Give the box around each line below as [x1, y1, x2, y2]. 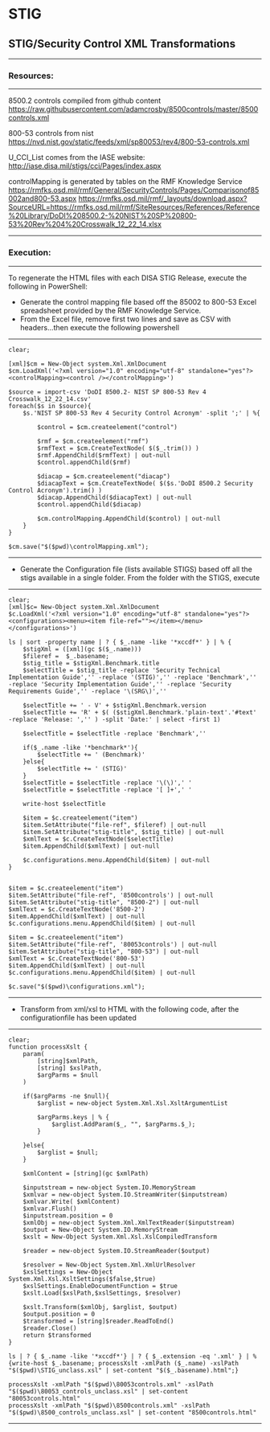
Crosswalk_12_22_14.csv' [8, 395, 92, 403]
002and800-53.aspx [8, 194, 77, 203]
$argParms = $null [37, 1070, 99, 1079]
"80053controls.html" [8, 1394, 81, 1402]
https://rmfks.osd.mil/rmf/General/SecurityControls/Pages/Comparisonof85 [8, 186, 260, 195]
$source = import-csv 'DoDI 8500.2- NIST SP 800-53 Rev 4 [8, 387, 207, 396]
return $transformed [22, 1331, 92, 1339]
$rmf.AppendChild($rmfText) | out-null [37, 451, 171, 459]
